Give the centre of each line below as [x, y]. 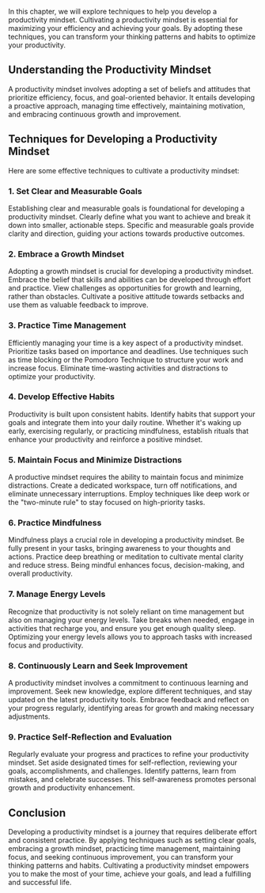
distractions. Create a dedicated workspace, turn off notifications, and [123, 485]
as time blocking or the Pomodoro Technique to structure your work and [126, 359]
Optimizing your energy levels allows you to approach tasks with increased [130, 636]
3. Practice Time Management [67, 325]
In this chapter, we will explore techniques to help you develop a [113, 11]
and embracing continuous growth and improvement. [95, 114]
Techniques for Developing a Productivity [113, 139]
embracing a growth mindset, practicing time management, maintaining [125, 849]
